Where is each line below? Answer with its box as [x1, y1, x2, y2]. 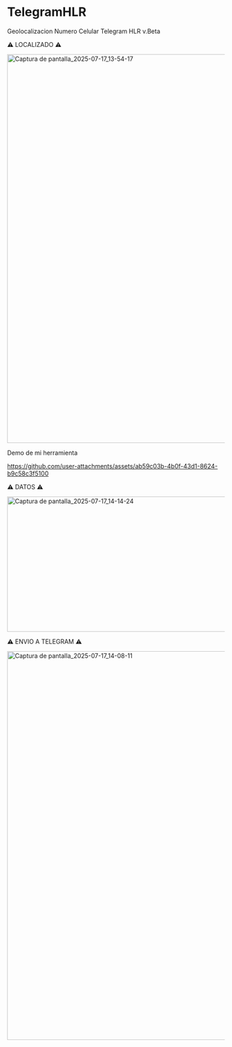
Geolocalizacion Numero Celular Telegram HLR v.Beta [7, 27, 161, 35]
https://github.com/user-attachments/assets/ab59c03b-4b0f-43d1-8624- [7, 462, 218, 470]
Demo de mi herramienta [7, 449, 78, 457]
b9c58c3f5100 [7, 469, 49, 478]
